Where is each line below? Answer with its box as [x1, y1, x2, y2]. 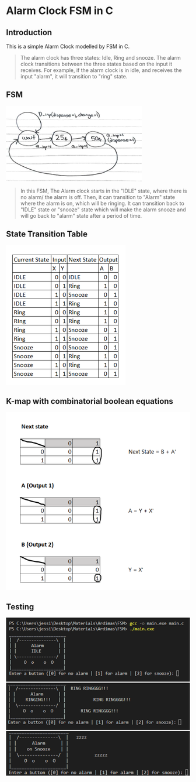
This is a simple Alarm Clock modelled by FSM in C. [6, 43, 130, 50]
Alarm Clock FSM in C [6, 4, 114, 18]
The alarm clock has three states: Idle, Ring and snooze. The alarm [20, 54, 181, 61]
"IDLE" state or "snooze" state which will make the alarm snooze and [20, 206, 187, 213]
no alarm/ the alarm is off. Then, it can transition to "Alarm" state [20, 193, 176, 200]
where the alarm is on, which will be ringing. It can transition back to [20, 200, 185, 207]
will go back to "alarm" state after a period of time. [20, 212, 142, 219]
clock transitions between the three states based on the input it [20, 60, 173, 67]
